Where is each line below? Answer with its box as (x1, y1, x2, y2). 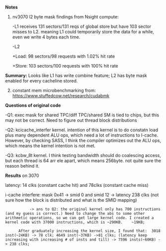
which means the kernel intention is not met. (5, 143, 96, 149)
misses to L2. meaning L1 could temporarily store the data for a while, (12, 29, 155, 34)
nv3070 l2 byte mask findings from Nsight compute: (12, 14, 119, 19)
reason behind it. (5, 163, 40, 168)
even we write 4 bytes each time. (12, 34, 80, 40)
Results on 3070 (5, 172, 40, 178)
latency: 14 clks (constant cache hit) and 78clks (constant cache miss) (5, 182, 149, 188)
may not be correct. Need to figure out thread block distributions (5, 117, 137, 123)
